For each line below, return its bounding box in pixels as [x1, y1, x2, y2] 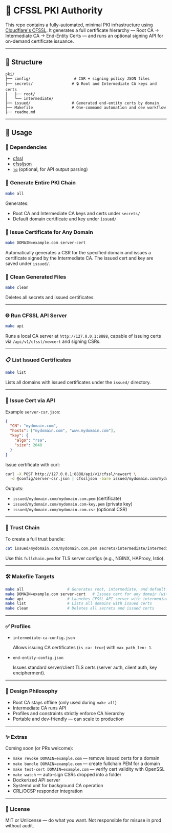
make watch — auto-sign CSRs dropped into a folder [12, 772, 122, 778]
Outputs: [5, 485, 24, 492]
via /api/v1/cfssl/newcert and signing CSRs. [5, 338, 101, 344]
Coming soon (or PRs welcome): [5, 745, 73, 751]
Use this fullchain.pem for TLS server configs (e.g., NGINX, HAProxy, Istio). [5, 555, 165, 561]
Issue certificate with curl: [5, 461, 60, 467]
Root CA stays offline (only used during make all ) [12, 699, 117, 705]
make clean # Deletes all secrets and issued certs [5, 606, 155, 611]
